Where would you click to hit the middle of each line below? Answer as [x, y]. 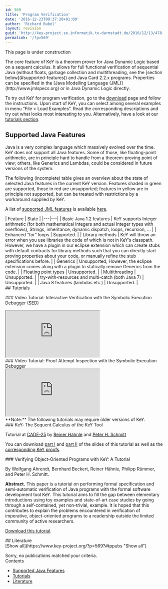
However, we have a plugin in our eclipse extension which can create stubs [82, 245]
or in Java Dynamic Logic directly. [95, 88]
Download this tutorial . [28, 530]
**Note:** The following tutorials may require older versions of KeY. [75, 419]
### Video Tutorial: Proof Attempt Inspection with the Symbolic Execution [81, 360]
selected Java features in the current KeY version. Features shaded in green [83, 183]
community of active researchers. [40, 521]
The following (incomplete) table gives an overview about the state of [77, 178]
